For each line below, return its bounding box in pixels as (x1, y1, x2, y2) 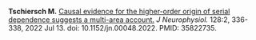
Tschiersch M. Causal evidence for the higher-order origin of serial (8, 7, 230, 16)
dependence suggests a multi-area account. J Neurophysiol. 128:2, (8, 15, 230, 24)
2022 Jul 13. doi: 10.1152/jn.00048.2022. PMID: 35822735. (25, 24, 218, 32)
